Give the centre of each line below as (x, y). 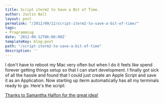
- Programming (20, 32)
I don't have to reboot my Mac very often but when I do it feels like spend (79, 65)
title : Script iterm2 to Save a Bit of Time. (52, 10)
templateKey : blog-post (29, 42)
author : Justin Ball (26, 14)
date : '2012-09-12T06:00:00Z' (36, 37)
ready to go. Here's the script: (35, 85)
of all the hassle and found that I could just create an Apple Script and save (81, 75)
